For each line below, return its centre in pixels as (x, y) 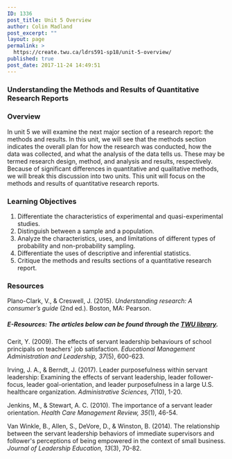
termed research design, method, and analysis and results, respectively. (110, 161)
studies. (28, 224)
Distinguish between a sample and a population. (86, 231)
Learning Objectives (42, 201)
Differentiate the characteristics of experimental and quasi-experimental (120, 216)
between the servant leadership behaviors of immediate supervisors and (111, 433)
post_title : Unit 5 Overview (49, 20)
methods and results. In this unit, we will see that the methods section (107, 139)
